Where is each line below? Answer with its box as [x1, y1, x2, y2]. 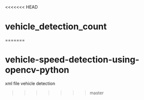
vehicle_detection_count [5, 21, 107, 32]
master [90, 90, 104, 96]
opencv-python [5, 65, 70, 76]
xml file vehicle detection [5, 80, 55, 86]
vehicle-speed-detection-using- [5, 54, 140, 65]
